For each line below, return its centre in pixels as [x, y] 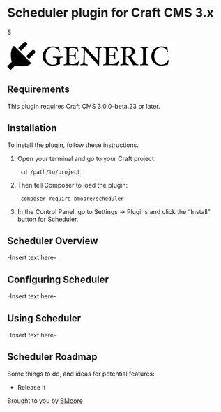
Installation [32, 128]
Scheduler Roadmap [52, 357]
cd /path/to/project [50, 172]
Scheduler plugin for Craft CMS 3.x [110, 13]
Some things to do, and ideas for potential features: [81, 374]
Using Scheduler [44, 318]
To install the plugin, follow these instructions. [73, 145]
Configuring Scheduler [58, 279]
